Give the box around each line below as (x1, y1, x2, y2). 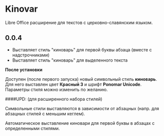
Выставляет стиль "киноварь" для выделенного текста (12, 57, 128, 63)
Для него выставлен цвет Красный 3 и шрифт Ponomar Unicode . (5, 81, 142, 87)
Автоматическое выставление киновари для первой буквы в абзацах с (5, 120, 155, 126)
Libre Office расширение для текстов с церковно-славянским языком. (5, 20, 153, 25)
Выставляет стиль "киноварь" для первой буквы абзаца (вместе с (12, 46, 152, 52)
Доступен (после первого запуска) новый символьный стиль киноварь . (5, 76, 157, 82)
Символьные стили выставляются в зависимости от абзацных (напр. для (5, 105, 160, 111)
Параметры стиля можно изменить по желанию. (5, 87, 108, 92)
